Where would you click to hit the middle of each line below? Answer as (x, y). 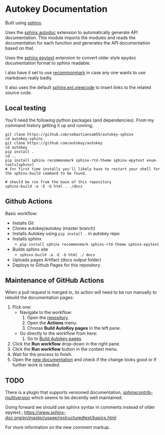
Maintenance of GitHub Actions (55, 280)
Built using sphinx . (24, 23)
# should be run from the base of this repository (58, 182)
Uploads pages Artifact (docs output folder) (57, 260)
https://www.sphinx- (45, 413)
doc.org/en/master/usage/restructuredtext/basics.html (61, 418)
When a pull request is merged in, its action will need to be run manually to (81, 292)
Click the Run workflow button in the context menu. (65, 349)
